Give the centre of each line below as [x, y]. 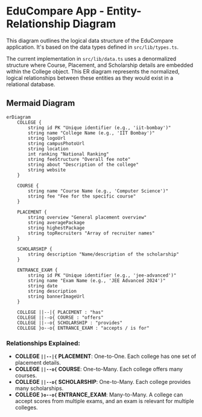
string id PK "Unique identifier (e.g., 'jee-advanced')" [102, 275]
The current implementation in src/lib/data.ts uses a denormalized [91, 58]
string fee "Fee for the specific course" [82, 196]
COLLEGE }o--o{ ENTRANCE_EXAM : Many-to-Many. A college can [99, 395]
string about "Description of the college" [83, 165]
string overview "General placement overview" [87, 217]
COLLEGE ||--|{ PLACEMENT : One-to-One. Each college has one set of [106, 356]
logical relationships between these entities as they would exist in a [90, 78]
